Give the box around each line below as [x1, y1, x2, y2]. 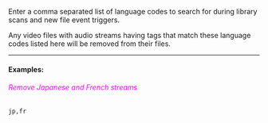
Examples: [8, 64, 44, 74]
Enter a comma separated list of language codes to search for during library [8, 7, 258, 16]
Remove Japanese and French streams [8, 83, 138, 92]
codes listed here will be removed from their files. [8, 39, 171, 48]
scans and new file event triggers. [8, 15, 120, 25]
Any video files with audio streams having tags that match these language [8, 31, 251, 40]
